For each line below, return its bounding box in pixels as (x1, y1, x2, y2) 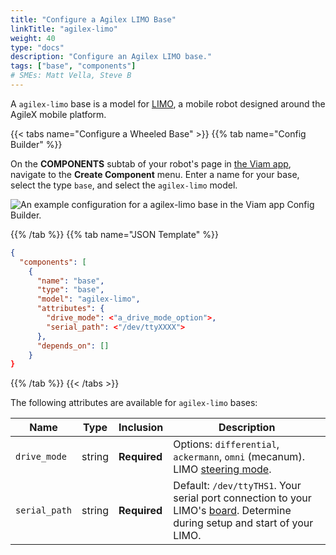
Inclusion (118, 421, 164, 435)
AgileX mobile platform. (10, 108, 107, 120)
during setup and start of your (173, 516, 314, 530)
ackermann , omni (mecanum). (173, 450, 305, 464)
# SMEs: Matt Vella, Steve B (10, 71, 132, 81)
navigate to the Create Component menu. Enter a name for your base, (10, 168, 300, 180)
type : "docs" (10, 42, 65, 53)
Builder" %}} (10, 138, 63, 150)
